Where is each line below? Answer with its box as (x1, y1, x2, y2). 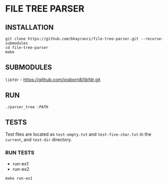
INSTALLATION (5, 23, 54, 32)
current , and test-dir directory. (5, 137, 72, 143)
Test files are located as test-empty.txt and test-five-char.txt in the (5, 131, 151, 137)
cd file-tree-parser (5, 45, 49, 50)
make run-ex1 (5, 175, 33, 181)
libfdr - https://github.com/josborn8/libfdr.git (5, 76, 101, 82)
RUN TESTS (5, 149, 35, 156)
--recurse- (140, 36, 164, 41)
